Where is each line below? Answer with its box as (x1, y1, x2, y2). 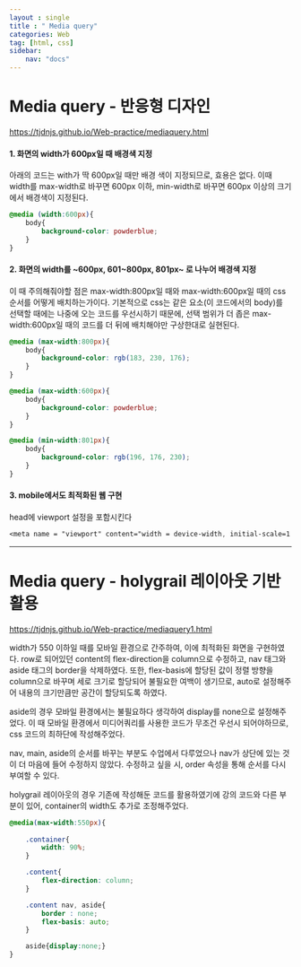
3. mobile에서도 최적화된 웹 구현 (9, 490, 123, 501)
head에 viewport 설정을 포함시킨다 (9, 512, 133, 523)
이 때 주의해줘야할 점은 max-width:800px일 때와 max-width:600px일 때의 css (9, 285, 287, 296)
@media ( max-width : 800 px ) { (9, 337, 110, 346)
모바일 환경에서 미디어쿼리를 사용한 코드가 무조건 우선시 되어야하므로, (47, 717, 289, 727)
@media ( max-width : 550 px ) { (9, 818, 106, 827)
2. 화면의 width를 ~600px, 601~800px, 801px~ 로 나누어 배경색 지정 (9, 264, 257, 274)
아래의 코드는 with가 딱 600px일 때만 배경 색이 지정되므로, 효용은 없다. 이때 (9, 170, 273, 180)
